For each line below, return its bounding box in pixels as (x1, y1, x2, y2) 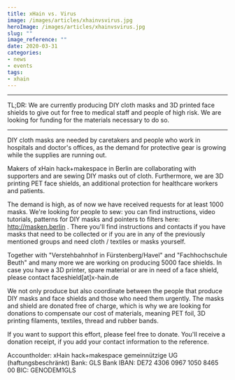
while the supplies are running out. (7, 151, 107, 160)
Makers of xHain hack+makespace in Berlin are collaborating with (7, 164, 197, 173)
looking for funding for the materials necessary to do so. (7, 116, 170, 125)
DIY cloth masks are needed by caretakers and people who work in (7, 136, 201, 144)
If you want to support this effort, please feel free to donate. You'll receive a (7, 330, 226, 339)
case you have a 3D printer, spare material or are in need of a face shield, (7, 266, 219, 274)
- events (7, 62, 33, 69)
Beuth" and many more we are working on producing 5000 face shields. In (7, 258, 222, 267)
